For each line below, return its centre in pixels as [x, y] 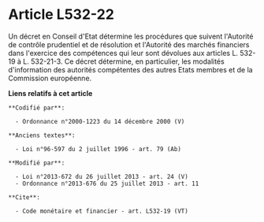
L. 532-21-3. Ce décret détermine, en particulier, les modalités [124, 61]
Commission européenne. [50, 78]
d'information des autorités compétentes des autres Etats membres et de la [131, 69]
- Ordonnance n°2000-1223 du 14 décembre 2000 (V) [100, 121]
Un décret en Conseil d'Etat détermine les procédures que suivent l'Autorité [131, 36]
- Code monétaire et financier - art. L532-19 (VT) [102, 211]
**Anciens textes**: [42, 135]
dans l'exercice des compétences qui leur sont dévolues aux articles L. [123, 53]
